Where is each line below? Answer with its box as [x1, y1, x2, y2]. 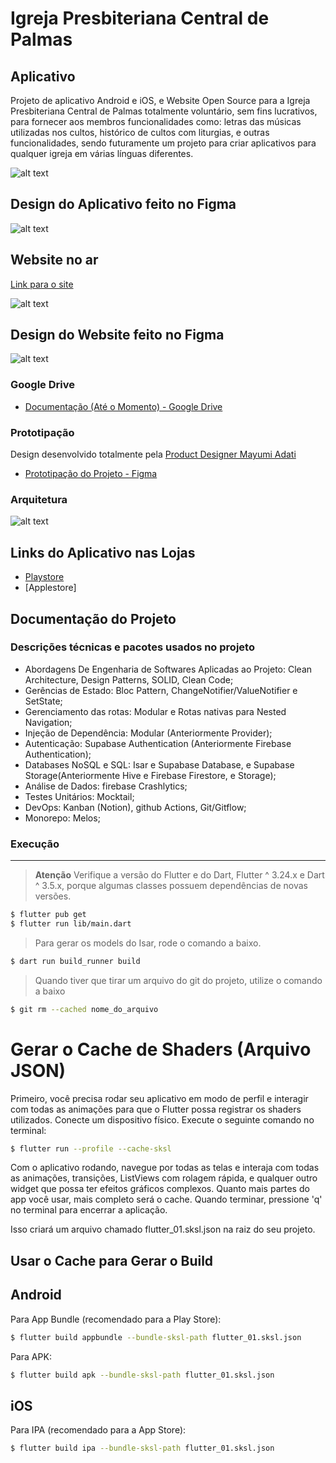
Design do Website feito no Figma [10, 327, 225, 344]
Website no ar [10, 252, 99, 269]
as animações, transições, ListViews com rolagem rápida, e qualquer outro [10, 1172, 318, 1184]
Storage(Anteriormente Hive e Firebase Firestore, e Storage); [24, 769, 277, 781]
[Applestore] [24, 582, 77, 594]
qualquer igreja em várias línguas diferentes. [10, 148, 194, 159]
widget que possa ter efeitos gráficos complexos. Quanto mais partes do [10, 1183, 310, 1195]
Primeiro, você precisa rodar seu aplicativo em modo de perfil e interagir [10, 1092, 309, 1104]
